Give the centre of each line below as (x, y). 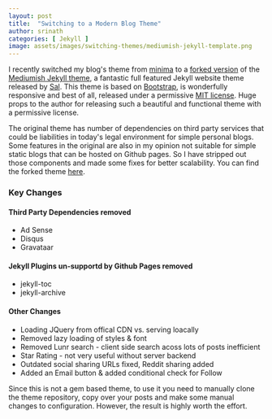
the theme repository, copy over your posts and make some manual (121, 397)
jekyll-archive (43, 293)
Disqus (32, 239)
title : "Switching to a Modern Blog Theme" (85, 24)
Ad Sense (36, 230)
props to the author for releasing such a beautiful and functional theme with (135, 104)
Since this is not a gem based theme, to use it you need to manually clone (132, 388)
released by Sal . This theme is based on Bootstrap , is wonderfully (118, 87)
